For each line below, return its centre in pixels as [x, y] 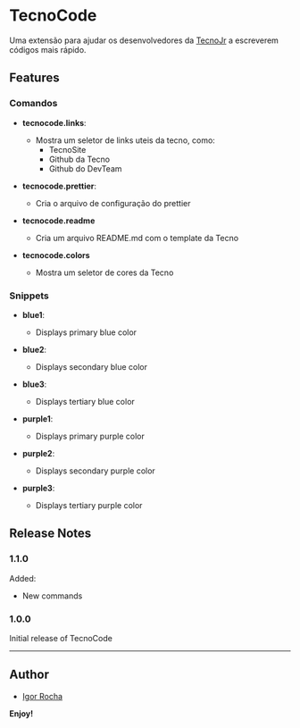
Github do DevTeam [85, 168]
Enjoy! [21, 713]
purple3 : [38, 488]
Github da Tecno [79, 159]
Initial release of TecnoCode [61, 638]
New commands [52, 596]
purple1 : [37, 418]
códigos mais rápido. [48, 49]
